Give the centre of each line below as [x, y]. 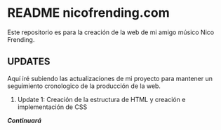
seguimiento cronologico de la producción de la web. [84, 86]
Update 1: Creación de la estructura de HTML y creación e [101, 99]
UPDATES [29, 62]
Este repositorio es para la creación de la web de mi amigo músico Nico [111, 32]
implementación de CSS [52, 107]
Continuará [25, 120]
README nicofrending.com [88, 13]
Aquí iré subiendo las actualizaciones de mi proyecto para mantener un [110, 78]
